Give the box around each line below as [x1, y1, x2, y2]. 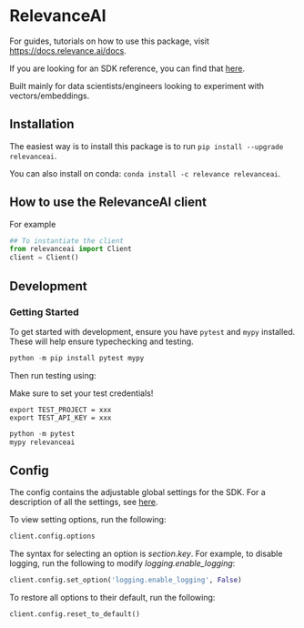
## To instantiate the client [9, 236, 125, 246]
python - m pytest [9, 429, 76, 438]
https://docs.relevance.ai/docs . [9, 45, 127, 56]
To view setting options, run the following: [9, 514, 167, 525]
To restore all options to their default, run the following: [9, 593, 216, 603]
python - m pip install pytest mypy [9, 353, 145, 362]
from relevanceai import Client [9, 245, 132, 254]
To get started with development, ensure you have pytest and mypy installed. [9, 326, 296, 337]
